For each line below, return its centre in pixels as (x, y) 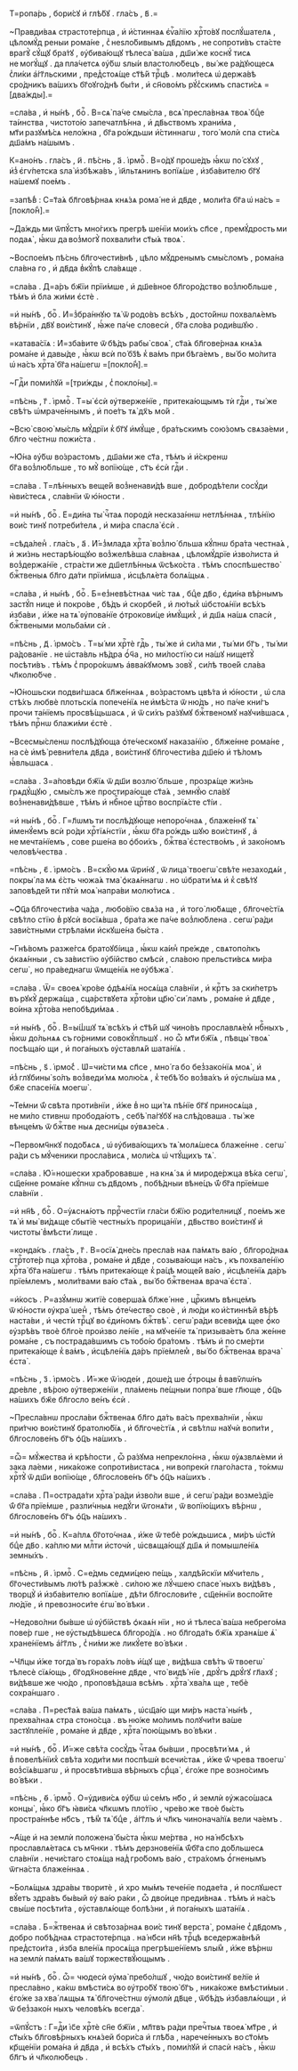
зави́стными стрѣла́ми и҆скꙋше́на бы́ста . (87, 930)
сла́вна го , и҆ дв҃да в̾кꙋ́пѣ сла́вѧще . (76, 268)
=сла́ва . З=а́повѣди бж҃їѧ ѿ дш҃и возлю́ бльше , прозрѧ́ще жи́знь (131, 781)
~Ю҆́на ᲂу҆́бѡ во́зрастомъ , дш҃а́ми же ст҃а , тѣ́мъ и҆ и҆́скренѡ (119, 457)
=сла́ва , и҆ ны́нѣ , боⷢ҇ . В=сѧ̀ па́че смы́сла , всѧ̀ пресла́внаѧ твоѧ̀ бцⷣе (137, 112)
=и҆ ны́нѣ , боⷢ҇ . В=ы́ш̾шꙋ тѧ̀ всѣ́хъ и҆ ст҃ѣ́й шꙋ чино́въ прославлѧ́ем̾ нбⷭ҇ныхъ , (149, 1027)
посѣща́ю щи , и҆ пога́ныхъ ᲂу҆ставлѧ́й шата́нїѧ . (97, 1048)
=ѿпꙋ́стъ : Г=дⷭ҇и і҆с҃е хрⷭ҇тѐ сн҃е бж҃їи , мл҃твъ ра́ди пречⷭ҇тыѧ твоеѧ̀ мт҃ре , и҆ (143, 2027)
